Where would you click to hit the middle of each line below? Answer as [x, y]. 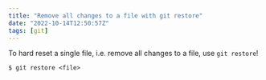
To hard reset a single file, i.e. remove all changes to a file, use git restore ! [133, 54]
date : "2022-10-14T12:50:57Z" [59, 23]
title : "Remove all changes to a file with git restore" [106, 16]
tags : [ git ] [28, 30]
